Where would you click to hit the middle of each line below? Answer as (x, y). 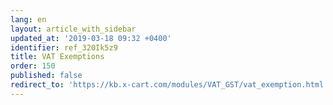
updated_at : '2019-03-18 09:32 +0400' (91, 38)
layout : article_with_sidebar (73, 29)
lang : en (28, 19)
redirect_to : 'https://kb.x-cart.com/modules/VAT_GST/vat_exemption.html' (169, 85)
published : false (46, 76)
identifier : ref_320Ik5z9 (64, 47)
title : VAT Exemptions (57, 57)
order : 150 (33, 66)
